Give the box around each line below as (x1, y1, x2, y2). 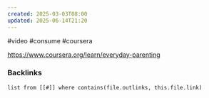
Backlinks (7, 68, 43, 78)
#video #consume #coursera (7, 36, 93, 45)
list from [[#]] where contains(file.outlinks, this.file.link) (7, 84, 203, 91)
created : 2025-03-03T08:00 (7, 10, 88, 18)
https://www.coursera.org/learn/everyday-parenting (7, 50, 160, 59)
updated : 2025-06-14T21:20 (7, 17, 88, 24)
